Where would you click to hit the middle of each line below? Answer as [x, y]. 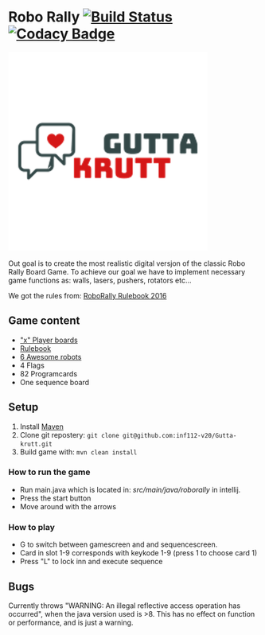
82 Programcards [49, 373]
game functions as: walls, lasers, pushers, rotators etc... [100, 280]
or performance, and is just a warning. [71, 622]
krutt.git [36, 444]
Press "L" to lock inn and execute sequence [91, 562]
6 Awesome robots [51, 356]
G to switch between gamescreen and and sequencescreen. [119, 544]
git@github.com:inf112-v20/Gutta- [179, 435]
